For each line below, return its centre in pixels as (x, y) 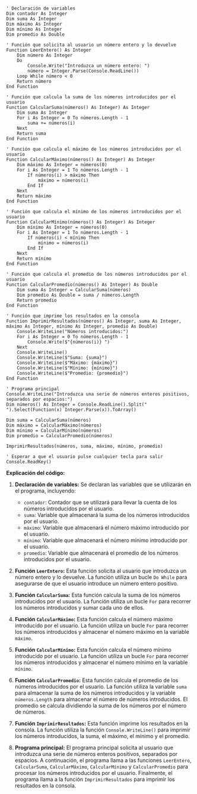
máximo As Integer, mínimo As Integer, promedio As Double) (82, 326)
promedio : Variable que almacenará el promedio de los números (101, 553)
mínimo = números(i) (63, 243)
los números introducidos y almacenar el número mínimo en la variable (101, 662)
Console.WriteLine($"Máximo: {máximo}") (67, 363)
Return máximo (34, 196)
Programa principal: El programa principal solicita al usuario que (94, 748)
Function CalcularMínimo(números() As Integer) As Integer (81, 222)
